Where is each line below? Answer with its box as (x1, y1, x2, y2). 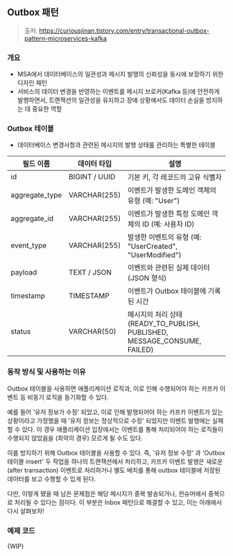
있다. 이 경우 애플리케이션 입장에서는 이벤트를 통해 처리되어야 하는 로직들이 (21, 425, 224, 433)
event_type (10, 240, 47, 250)
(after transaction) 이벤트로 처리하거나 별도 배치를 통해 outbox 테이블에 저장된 (7, 466, 221, 474)
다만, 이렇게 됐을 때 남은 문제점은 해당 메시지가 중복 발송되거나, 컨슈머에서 (7, 489, 207, 498)
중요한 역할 (32, 105, 62, 113)
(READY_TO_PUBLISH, (127, 319, 200, 329)
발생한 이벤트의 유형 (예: (127, 232, 202, 242)
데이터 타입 (77, 159, 112, 169)
